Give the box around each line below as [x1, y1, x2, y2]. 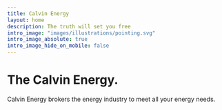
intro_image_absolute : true [7, 36, 88, 43]
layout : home [7, 17, 45, 24]
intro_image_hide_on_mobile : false [7, 42, 110, 49]
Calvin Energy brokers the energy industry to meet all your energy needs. [7, 95, 216, 103]
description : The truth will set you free [7, 23, 131, 30]
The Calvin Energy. [7, 72, 119, 88]
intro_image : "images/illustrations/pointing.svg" [7, 29, 156, 37]
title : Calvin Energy [7, 10, 70, 17]
